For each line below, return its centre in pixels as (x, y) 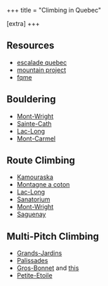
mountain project (41, 70)
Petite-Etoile (35, 276)
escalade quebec (42, 62)
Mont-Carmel (36, 138)
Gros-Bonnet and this (48, 268)
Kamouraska (35, 177)
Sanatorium (33, 199)
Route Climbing (41, 160)
